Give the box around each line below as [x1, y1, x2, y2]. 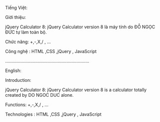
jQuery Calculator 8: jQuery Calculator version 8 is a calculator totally [5, 87, 147, 93]
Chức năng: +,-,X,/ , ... [5, 39, 51, 45]
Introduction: [5, 77, 31, 83]
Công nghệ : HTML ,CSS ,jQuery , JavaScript [5, 49, 97, 54]
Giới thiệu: [5, 14, 26, 20]
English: [5, 67, 21, 73]
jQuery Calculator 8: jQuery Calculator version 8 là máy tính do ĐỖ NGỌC [5, 24, 156, 30]
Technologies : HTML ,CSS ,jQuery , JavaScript [5, 112, 102, 117]
